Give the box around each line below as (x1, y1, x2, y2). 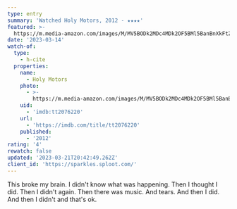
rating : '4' (7, 141, 42, 148)
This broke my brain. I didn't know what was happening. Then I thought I (7, 180, 218, 189)
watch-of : (7, 43, 37, 50)
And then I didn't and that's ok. (7, 195, 97, 203)
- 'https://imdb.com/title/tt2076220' (25, 121, 140, 129)
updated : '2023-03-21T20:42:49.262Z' (7, 154, 119, 162)
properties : (13, 63, 49, 70)
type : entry (7, 10, 42, 18)
